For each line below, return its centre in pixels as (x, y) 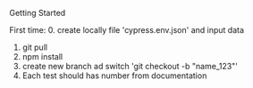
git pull (34, 47)
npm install (42, 56)
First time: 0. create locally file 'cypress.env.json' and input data (126, 30)
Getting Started (38, 13)
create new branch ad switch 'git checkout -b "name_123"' (130, 66)
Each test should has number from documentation (114, 76)
